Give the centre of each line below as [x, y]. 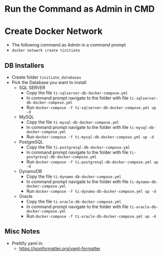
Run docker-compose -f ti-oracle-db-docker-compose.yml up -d [91, 216]
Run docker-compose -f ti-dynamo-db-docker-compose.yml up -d [91, 191]
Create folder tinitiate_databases [47, 77]
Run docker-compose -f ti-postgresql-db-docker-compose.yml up [92, 162]
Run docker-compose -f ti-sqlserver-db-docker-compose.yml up [91, 107]
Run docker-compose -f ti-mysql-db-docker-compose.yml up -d [90, 137]
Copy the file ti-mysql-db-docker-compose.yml [73, 122]
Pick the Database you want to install [49, 82]
